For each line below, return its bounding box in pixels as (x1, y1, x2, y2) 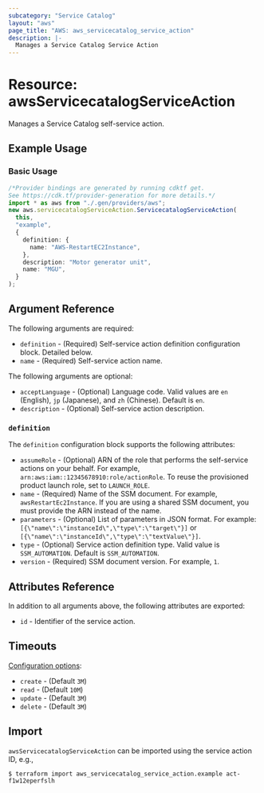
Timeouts (8, 639, 57, 654)
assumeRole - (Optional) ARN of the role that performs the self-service (19, 455, 249, 465)
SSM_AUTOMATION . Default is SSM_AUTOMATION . (19, 548, 160, 558)
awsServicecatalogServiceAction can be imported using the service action (8, 746, 253, 756)
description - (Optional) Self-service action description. (19, 403, 205, 413)
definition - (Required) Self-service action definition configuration (19, 339, 241, 348)
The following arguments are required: (8, 324, 134, 333)
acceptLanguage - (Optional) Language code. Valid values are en (19, 387, 229, 396)
